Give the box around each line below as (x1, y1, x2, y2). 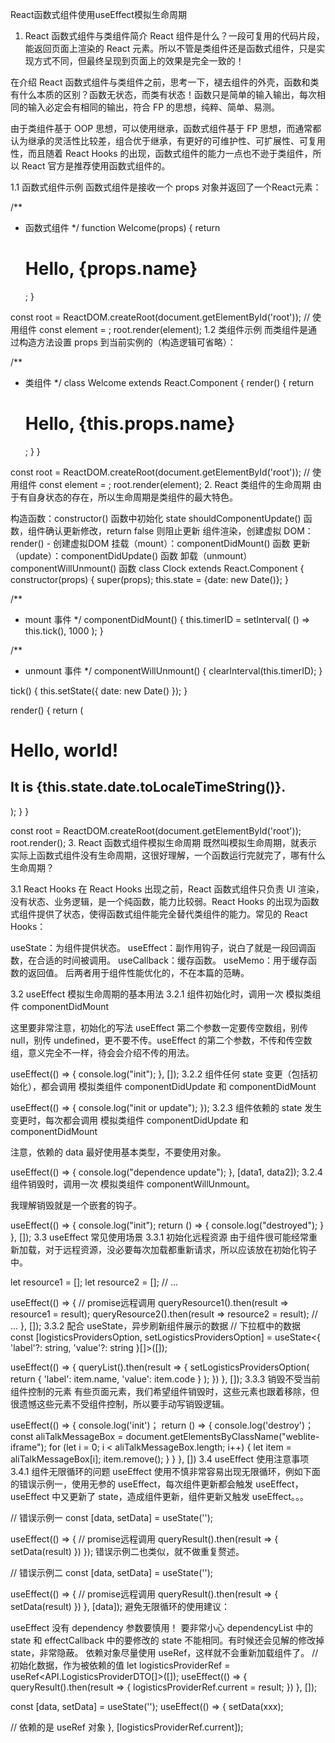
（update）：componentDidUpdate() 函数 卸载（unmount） (10, 549, 253, 562)
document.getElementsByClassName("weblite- (125, 1430, 320, 1442)
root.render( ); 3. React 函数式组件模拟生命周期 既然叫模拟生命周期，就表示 (10, 836, 318, 848)
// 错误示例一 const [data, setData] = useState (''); (10, 1511, 214, 1523)
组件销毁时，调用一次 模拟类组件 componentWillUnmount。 (10, 1178, 256, 1190)
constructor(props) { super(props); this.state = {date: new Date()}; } (10, 573, 289, 585)
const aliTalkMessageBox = (10, 1430, 124, 1442)
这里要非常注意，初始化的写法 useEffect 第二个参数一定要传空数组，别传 (10, 1021, 309, 1033)
